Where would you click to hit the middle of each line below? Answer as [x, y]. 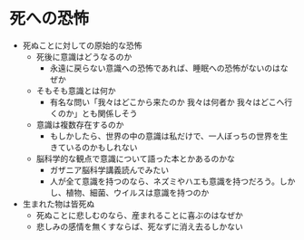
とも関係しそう [109, 113]
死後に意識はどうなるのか [84, 56]
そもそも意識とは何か [76, 91]
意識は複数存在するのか [80, 124]
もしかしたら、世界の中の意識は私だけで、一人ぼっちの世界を [165, 136]
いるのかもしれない [102, 147]
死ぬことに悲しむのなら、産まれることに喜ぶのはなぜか [139, 215]
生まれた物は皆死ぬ [59, 204]
